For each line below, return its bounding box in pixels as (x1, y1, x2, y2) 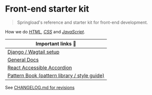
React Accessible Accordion (7, 64, 72, 71)
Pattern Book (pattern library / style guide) (7, 72, 105, 79)
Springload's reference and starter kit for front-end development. (17, 19, 148, 25)
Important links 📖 (36, 40, 76, 47)
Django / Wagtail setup (7, 48, 59, 55)
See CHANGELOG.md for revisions (5, 84, 75, 90)
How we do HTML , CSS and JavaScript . (5, 29, 85, 34)
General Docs (7, 56, 39, 63)
